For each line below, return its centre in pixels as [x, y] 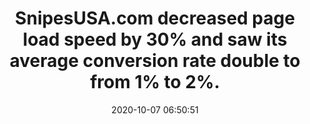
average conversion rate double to [155, 61]
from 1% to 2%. [155, 82]
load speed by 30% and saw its [155, 39]
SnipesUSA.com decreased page [155, 18]
